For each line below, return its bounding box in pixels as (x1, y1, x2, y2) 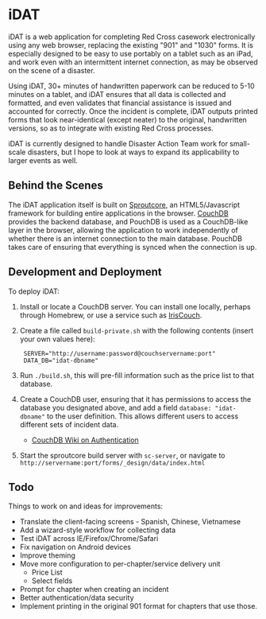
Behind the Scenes (8, 179, 103, 193)
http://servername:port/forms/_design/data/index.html (19, 459, 206, 467)
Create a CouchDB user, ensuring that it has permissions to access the (19, 394, 252, 403)
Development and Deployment (8, 265, 162, 279)
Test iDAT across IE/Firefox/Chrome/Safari (19, 534, 159, 543)
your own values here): (19, 334, 95, 344)
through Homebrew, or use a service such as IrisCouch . (19, 310, 202, 320)
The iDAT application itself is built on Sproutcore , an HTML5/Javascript (8, 200, 241, 209)
